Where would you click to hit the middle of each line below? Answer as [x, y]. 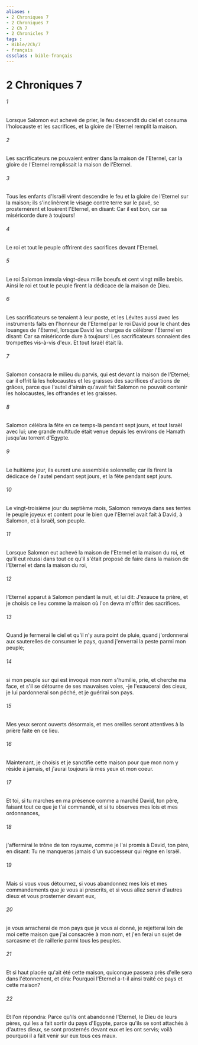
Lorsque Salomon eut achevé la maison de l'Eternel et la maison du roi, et [95, 553]
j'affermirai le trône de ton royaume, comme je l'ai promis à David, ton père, [98, 845]
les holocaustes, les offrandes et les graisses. [62, 393]
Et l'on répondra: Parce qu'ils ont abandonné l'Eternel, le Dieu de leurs [92, 1017]
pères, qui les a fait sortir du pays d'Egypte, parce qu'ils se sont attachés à [97, 1023]
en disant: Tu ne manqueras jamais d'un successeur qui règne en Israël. [94, 851]
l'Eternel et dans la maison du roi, [47, 565]
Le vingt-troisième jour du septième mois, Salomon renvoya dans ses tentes [98, 508]
